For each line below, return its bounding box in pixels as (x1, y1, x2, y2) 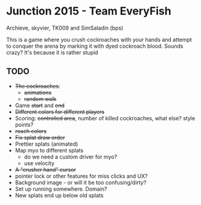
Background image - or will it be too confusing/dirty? (14, 178, 147, 186)
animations (24, 89, 52, 96)
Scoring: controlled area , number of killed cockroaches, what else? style (14, 114, 196, 122)
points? (14, 121, 34, 128)
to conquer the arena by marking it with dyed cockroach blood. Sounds (6, 42, 183, 50)
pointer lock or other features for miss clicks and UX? (14, 172, 148, 180)
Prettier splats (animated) (14, 140, 78, 148)
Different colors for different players (14, 108, 104, 116)
